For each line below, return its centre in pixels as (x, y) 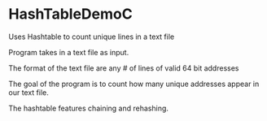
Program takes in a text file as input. (69, 52)
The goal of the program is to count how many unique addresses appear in (134, 84)
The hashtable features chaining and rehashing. (89, 108)
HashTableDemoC (70, 14)
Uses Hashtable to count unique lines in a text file (92, 37)
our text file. (28, 92)
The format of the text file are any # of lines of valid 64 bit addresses (124, 68)
